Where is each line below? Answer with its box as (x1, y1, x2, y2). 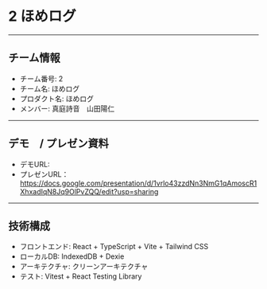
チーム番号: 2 (19, 73, 64, 84)
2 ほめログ (8, 7, 77, 25)
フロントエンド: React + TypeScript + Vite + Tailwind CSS (19, 242, 209, 252)
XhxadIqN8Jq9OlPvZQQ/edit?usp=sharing (19, 186, 159, 196)
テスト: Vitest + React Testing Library (19, 271, 142, 281)
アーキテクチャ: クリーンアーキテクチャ (19, 262, 149, 271)
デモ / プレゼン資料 (8, 137, 110, 150)
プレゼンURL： (19, 169, 69, 179)
